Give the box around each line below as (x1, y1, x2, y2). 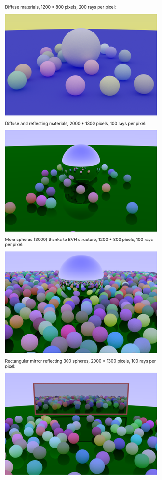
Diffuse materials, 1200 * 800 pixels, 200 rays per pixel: (5, 4, 116, 10)
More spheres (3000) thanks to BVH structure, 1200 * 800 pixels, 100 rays (5, 237, 153, 242)
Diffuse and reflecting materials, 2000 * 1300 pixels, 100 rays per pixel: (5, 120, 147, 126)
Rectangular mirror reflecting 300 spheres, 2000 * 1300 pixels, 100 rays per (5, 358, 156, 364)
